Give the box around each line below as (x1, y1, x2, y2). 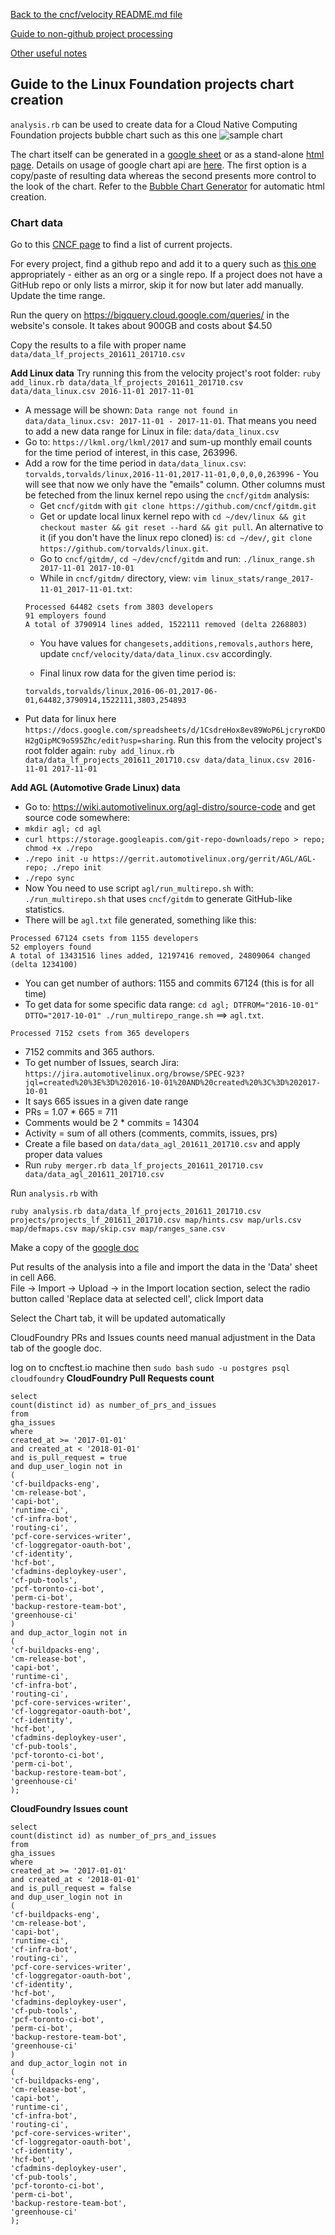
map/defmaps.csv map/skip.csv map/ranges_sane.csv (10, 1224, 226, 1234)
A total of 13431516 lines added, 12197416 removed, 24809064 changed (10, 951, 311, 961)
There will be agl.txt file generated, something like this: (24, 914, 257, 926)
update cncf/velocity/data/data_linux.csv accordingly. (39, 648, 273, 660)
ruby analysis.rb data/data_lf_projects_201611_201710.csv (10, 1207, 262, 1217)
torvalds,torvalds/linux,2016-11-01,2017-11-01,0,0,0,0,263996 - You (24, 468, 319, 480)
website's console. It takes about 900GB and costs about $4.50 (10, 320, 273, 332)
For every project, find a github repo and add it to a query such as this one (10, 258, 317, 270)
